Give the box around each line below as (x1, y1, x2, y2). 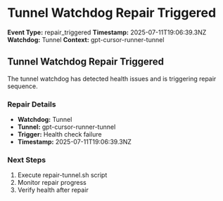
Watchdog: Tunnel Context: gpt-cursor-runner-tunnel (7, 35, 165, 43)
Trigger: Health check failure (17, 130, 102, 139)
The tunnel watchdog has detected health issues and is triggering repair (7, 74, 217, 83)
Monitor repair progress (17, 179, 87, 187)
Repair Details (7, 99, 56, 109)
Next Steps (7, 155, 46, 165)
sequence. (7, 82, 39, 90)
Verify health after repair (17, 186, 89, 194)
